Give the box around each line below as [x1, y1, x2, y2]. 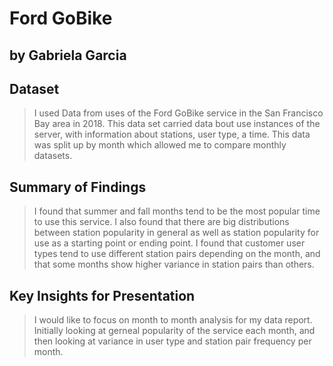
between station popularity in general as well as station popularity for [33, 227, 320, 239]
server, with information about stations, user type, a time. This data [33, 128, 311, 141]
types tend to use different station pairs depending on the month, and [33, 248, 321, 260]
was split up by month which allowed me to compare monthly [33, 139, 287, 151]
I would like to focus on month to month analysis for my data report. [33, 314, 313, 326]
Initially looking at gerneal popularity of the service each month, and [33, 325, 316, 337]
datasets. [33, 150, 73, 162]
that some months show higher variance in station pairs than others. [33, 258, 315, 271]
